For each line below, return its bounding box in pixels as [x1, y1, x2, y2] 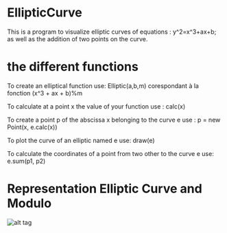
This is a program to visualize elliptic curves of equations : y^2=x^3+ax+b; [7, 27, 217, 36]
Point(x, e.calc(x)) [7, 122, 58, 131]
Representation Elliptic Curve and [7, 181, 202, 197]
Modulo [7, 196, 52, 211]
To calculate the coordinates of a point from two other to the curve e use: [7, 149, 214, 157]
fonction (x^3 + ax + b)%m [7, 89, 83, 97]
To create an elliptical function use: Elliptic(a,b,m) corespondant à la [7, 81, 199, 90]
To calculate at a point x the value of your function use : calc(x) [7, 102, 186, 111]
